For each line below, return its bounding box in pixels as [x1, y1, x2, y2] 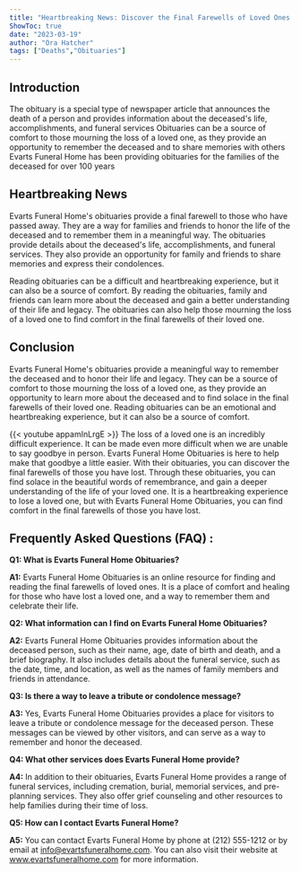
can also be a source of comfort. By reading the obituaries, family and [9, 284, 267, 296]
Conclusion [9, 340, 75, 355]
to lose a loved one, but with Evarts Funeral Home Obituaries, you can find [9, 495, 284, 506]
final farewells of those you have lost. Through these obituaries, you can [9, 467, 276, 477]
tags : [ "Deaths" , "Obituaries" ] [9, 47, 126, 56]
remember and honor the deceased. [9, 737, 143, 747]
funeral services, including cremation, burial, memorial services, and [9, 781, 262, 792]
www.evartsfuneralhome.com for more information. [9, 854, 199, 865]
